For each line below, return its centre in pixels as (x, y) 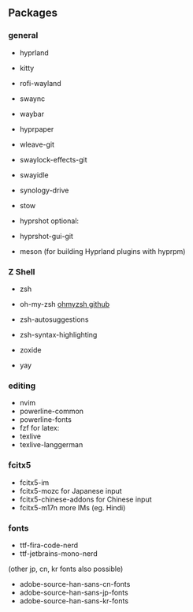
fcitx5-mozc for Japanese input (71, 491)
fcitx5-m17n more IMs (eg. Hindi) (72, 507)
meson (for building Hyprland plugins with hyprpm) (102, 251)
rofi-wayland (40, 83)
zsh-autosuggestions (54, 319)
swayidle (34, 175)
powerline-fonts (46, 420)
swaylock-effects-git (54, 159)
